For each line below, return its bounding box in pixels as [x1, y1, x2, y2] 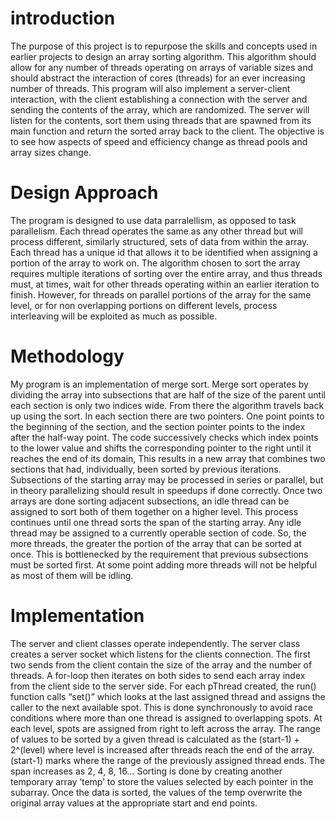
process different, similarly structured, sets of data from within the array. [10, 235, 310, 247]
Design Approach [10, 182, 159, 204]
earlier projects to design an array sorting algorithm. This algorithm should [10, 50, 317, 62]
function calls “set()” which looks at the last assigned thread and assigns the [10, 690, 326, 702]
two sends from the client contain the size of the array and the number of [10, 658, 313, 671]
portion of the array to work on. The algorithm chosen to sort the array [10, 257, 301, 269]
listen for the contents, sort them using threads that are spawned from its [10, 114, 312, 126]
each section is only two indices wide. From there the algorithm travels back [10, 399, 325, 411]
